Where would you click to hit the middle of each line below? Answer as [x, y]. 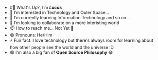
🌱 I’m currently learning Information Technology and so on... [70, 18]
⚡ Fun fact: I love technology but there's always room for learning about [81, 40]
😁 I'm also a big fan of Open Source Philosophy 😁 [61, 52]
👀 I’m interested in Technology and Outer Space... [59, 12]
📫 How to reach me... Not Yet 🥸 [42, 28]
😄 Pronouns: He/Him [31, 35]
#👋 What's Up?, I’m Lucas [36, 7]
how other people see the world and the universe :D [62, 47]
